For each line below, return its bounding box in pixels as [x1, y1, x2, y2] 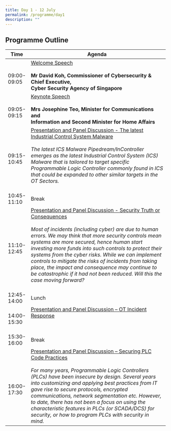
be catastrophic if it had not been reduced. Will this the [31, 270, 162, 278]
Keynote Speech [31, 93, 70, 100]
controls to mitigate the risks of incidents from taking [31, 258, 158, 265]
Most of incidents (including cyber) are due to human [31, 226, 159, 233]
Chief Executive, [31, 78, 72, 85]
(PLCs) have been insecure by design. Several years [31, 373, 156, 380]
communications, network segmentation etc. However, [31, 392, 162, 399]
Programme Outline [5, 36, 69, 44]
